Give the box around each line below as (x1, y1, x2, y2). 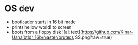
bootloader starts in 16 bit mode (11, 19, 76, 25)
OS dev (4, 3, 35, 14)
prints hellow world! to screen (11, 24, 72, 30)
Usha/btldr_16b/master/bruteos (11, 34, 74, 40)
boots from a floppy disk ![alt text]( (11, 29, 82, 35)
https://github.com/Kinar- (82, 29, 133, 35)
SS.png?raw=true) (75, 34, 112, 40)
